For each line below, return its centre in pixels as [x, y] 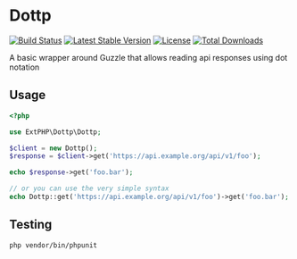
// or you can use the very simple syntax [89, 188]
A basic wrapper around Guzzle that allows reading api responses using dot [148, 57]
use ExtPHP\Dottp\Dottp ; [55, 132]
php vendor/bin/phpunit [54, 245]
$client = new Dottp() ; [54, 148]
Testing [31, 225]
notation [25, 67]
